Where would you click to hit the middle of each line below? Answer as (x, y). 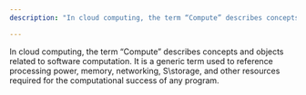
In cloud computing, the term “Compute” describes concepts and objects (147, 52)
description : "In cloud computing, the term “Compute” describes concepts (154, 18)
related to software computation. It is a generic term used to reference (141, 61)
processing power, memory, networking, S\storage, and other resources (145, 71)
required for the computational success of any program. (115, 80)
